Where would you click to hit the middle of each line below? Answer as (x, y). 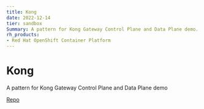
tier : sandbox (25, 23)
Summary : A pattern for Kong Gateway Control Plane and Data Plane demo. (103, 29)
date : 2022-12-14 (28, 18)
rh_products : (23, 35)
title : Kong (21, 12)
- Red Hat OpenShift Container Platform (59, 40)
